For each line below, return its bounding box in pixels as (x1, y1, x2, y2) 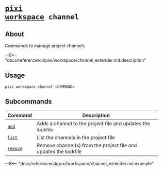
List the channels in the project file (36, 134, 115, 141)
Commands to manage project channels (5, 43, 85, 49)
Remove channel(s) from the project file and (36, 142, 137, 149)
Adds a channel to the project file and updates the (36, 120, 150, 127)
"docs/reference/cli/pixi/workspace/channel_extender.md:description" (5, 57, 147, 63)
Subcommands (5, 98, 52, 106)
